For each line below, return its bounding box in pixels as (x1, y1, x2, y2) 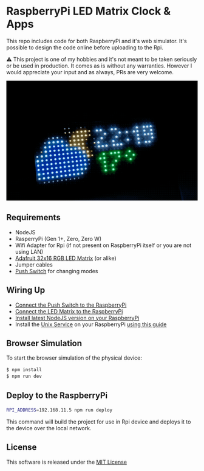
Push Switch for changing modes (15, 267, 98, 274)
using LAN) (15, 248, 44, 255)
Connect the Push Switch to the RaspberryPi (15, 301, 127, 309)
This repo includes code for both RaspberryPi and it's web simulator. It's (6, 37, 187, 44)
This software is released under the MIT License (6, 458, 127, 466)
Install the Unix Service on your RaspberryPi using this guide (15, 321, 167, 328)
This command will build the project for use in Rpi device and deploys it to (6, 418, 191, 425)
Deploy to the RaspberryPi (6, 390, 108, 400)
